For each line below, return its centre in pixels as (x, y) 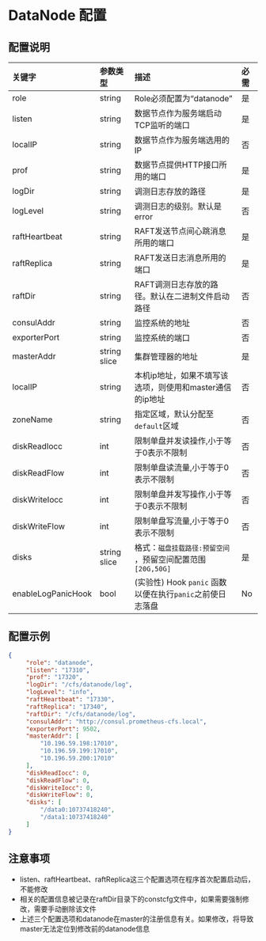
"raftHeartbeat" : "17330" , (70, 700)
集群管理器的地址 (166, 357)
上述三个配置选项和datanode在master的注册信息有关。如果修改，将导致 (137, 919)
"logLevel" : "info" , (59, 692)
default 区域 (157, 426)
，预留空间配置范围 (170, 560)
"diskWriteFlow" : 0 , (59, 795)
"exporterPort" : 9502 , (63, 729)
